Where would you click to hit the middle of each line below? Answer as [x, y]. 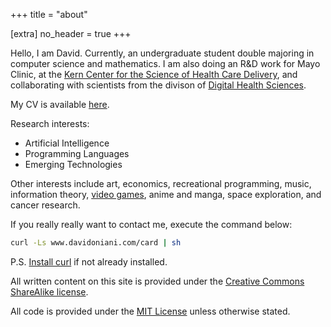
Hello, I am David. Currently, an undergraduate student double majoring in [162, 53]
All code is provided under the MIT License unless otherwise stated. [150, 311]
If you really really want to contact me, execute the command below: [151, 224]
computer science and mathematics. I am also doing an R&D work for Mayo [165, 63]
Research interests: [50, 123]
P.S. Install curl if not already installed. [89, 261]
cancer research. [45, 205]
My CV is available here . [60, 104]
